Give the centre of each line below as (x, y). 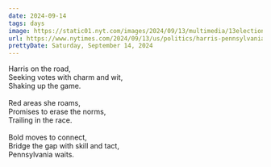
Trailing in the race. (40, 120)
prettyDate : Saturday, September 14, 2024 (81, 46)
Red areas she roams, (44, 103)
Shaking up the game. (45, 86)
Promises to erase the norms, (57, 112)
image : (19, 31)
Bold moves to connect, (48, 137)
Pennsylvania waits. (42, 155)
